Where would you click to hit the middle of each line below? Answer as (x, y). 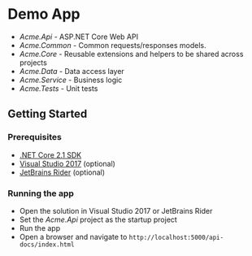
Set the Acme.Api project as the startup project (98, 219)
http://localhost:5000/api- (176, 237)
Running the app (41, 193)
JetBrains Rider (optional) (62, 172)
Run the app (40, 228)
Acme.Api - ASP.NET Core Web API (79, 37)
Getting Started (48, 114)
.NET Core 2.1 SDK (50, 154)
